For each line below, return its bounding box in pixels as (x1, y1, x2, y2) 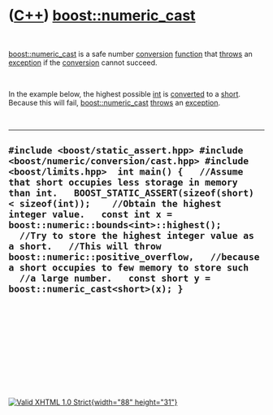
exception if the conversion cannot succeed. (8, 58, 158, 67)
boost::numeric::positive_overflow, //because (8, 251, 260, 263)
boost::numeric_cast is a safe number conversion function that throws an (8, 49, 253, 58)
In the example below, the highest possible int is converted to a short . (8, 89, 241, 98)
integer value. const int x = (8, 209, 173, 220)
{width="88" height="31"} (90, 397, 178, 407)
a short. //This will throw (8, 240, 162, 253)
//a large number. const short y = (19, 273, 211, 284)
